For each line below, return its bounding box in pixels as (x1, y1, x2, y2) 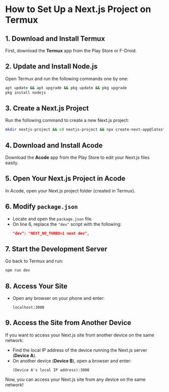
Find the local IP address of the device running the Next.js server (12, 347, 147, 353)
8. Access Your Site (5, 282, 68, 290)
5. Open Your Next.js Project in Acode (5, 174, 126, 183)
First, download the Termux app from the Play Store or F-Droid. (5, 48, 137, 53)
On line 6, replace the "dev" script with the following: (12, 221, 122, 227)
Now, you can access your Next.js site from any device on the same (5, 376, 146, 382)
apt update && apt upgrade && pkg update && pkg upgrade (5, 85, 127, 90)
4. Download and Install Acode (5, 141, 103, 150)
